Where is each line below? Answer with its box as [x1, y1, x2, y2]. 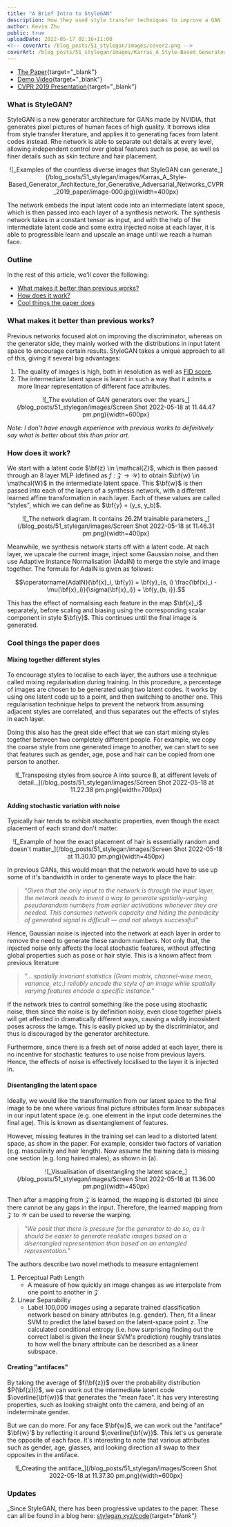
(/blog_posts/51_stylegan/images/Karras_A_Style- [45, 173, 187, 181]
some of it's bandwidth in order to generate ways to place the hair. [7, 873, 197, 881]
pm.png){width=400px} [82, 529, 150, 538]
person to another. [7, 758, 60, 766]
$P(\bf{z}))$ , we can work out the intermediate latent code [7, 1385, 175, 1394]
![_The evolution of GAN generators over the [42, 395, 168, 403]
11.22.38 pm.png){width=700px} [70, 786, 162, 794]
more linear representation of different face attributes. [17, 382, 171, 390]
